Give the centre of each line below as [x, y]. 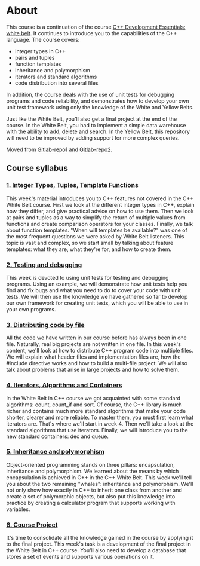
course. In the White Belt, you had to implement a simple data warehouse [96, 125]
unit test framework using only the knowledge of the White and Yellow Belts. [100, 107]
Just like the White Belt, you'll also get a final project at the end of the [92, 119]
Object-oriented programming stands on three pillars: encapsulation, [90, 464]
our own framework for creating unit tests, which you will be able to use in [97, 303]
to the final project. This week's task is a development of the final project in [99, 544]
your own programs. [31, 309]
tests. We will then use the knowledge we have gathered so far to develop [97, 296]
